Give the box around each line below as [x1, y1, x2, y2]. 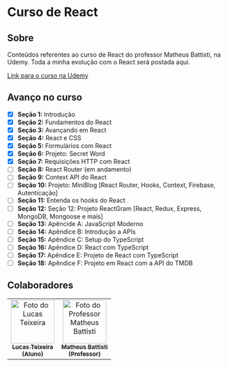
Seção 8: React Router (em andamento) [17, 165, 132, 174]
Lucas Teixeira [12, 343, 54, 351]
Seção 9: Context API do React [17, 173, 107, 181]
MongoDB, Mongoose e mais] [17, 212, 103, 220]
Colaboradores [7, 280, 74, 292]
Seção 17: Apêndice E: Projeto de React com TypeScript [17, 250, 179, 259]
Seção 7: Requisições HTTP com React [17, 158, 130, 166]
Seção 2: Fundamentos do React [17, 118, 112, 126]
